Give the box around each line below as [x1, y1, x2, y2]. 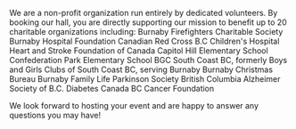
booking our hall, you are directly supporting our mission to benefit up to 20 [9, 17, 287, 28]
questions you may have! [9, 110, 102, 120]
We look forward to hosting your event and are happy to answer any [9, 101, 259, 110]
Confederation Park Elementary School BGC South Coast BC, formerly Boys [9, 55, 288, 65]
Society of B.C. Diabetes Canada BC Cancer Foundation [9, 84, 215, 93]
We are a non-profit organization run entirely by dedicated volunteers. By [9, 8, 278, 18]
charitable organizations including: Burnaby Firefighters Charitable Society [9, 27, 284, 36]
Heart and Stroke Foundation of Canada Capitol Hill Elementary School [9, 45, 269, 56]
